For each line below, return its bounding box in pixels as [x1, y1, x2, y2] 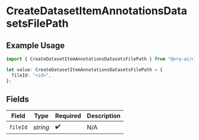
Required [55, 112, 82, 120]
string [33, 123, 50, 131]
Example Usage [6, 40, 65, 50]
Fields [6, 94, 30, 104]
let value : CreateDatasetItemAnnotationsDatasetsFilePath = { [6, 66, 163, 72]
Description [86, 112, 121, 120]
